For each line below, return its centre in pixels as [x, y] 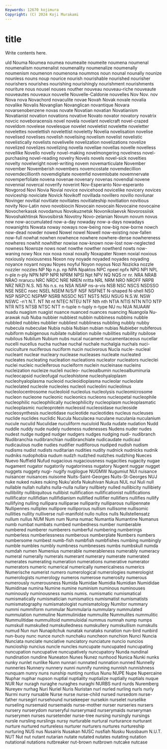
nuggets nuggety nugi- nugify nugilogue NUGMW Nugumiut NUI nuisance [81, 471]
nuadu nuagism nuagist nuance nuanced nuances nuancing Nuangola [77, 312]
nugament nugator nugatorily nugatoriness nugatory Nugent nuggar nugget [83, 466]
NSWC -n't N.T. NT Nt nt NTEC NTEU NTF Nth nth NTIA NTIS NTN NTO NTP [83, 302]
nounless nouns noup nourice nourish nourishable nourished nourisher [78, 78]
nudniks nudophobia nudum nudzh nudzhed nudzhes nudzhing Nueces [79, 456]
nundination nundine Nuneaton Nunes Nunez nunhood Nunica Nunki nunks [82, 657]
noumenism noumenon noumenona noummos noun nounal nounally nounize [83, 73]
